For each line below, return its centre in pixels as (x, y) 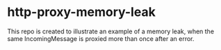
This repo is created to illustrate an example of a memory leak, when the (110, 31)
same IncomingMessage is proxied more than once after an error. (101, 38)
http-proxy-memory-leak (82, 12)
